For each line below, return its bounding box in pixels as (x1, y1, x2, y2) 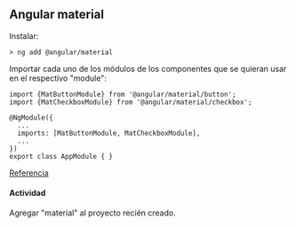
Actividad (9, 188, 46, 199)
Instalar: (9, 30, 39, 41)
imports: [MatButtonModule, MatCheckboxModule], (17, 129, 201, 137)
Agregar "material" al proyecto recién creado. (9, 207, 176, 218)
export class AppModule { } (9, 152, 114, 160)
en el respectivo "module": (9, 73, 108, 83)
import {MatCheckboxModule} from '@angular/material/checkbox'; (9, 98, 252, 106)
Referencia (9, 168, 49, 178)
